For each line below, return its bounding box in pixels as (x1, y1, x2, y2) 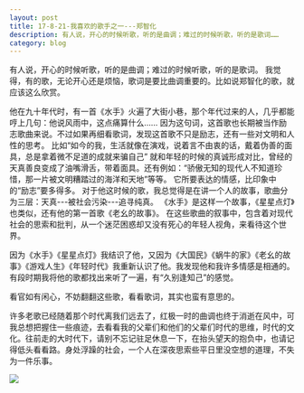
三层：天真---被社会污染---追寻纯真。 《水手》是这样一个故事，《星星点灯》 (16, 196, 295, 208)
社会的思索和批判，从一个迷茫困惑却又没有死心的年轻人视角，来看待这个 (9, 219, 279, 230)
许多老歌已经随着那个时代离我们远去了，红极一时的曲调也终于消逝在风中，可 (9, 311, 295, 322)
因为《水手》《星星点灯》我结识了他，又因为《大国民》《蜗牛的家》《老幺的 (9, 249, 283, 260)
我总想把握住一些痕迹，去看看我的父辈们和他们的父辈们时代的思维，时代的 (9, 322, 287, 332)
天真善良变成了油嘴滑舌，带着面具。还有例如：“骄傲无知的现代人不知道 (9, 163, 275, 173)
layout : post (9, 13, 59, 23)
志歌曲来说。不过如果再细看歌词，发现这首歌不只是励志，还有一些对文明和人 (9, 128, 295, 140)
